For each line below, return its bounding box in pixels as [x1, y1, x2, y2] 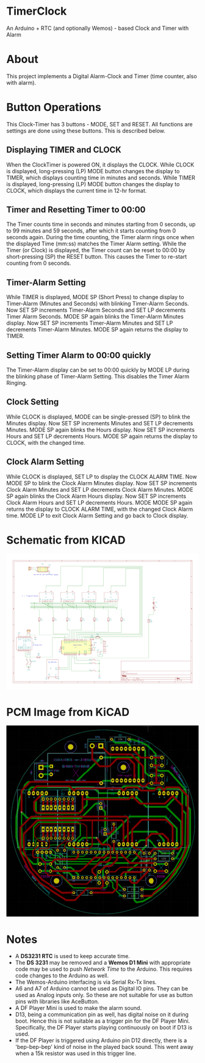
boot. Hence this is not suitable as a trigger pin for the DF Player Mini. [15, 1017, 190, 1025]
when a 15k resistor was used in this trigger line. [15, 1050, 137, 1057]
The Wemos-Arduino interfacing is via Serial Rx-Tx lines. [15, 978, 157, 986]
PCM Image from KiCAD [6, 705, 130, 719]
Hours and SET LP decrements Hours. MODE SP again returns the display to [6, 432, 198, 440]
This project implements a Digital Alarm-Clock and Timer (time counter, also [6, 72, 197, 80]
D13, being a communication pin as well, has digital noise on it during [15, 1011, 189, 1018]
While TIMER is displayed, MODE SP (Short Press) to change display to [6, 294, 184, 301]
